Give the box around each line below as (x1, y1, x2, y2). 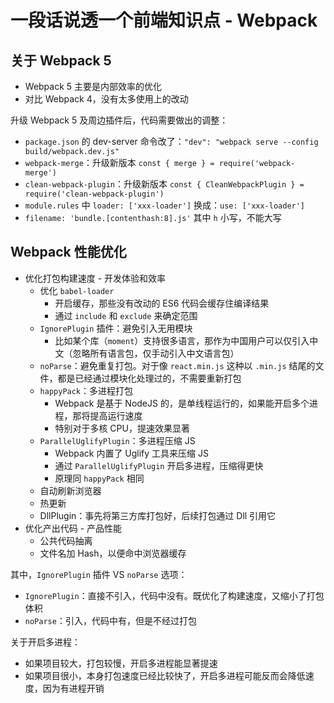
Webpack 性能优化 (10, 244, 127, 261)
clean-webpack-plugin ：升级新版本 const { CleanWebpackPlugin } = (24, 178, 305, 190)
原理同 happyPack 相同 (54, 472, 145, 484)
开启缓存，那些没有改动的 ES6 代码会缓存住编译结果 (54, 297, 270, 309)
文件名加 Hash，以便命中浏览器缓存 (39, 547, 187, 559)
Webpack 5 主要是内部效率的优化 (24, 81, 163, 92)
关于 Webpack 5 (10, 52, 112, 69)
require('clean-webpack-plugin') (24, 189, 165, 199)
